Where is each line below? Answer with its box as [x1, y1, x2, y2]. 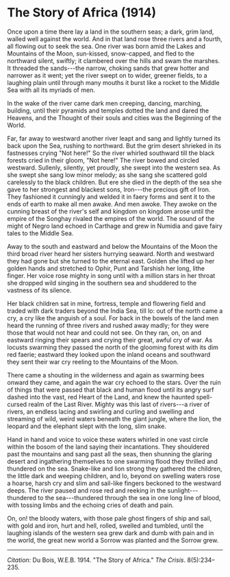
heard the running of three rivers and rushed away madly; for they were [7, 321, 209, 329]
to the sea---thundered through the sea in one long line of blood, [37, 493, 221, 502]
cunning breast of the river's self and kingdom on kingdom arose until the [7, 207, 214, 215]
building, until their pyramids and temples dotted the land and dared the [7, 106, 209, 115]
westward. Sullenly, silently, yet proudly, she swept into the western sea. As [7, 163, 220, 172]
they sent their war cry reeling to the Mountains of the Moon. [7, 357, 179, 366]
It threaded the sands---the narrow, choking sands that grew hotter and [7, 64, 209, 72]
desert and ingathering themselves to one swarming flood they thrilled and [7, 457, 218, 465]
